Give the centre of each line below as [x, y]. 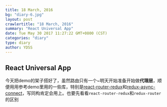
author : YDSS [19, 47]
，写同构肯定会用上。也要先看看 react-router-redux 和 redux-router [92, 93]
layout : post [19, 19]
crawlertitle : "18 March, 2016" [39, 24]
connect [14, 93]
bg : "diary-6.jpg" [25, 15]
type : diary [18, 43]
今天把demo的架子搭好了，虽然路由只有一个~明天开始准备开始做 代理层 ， [81, 81]
